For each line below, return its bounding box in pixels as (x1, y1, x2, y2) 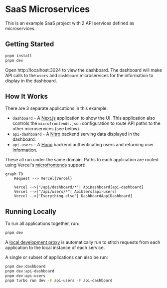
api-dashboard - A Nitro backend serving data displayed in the (12, 131, 140, 137)
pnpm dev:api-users (5, 273, 46, 278)
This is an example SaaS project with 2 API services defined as (5, 20, 135, 26)
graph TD (5, 172, 23, 177)
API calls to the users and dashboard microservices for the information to (5, 72, 154, 78)
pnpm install (5, 53, 32, 58)
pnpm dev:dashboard (5, 264, 46, 269)
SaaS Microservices (5, 4, 90, 15)
